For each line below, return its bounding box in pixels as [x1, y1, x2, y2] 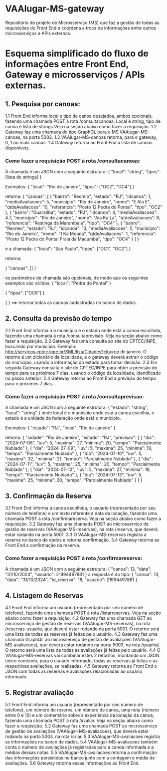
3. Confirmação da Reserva [5, 491, 92, 500]
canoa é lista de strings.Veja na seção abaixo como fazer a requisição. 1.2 [5, 123, 157, 129]
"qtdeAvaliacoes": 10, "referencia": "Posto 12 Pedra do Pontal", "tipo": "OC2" [5, 204, 163, 210]
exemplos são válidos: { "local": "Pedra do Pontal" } [5, 280, 111, 286]
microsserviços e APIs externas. [5, 30, 71, 36]
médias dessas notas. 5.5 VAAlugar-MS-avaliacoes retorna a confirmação [5, 749, 157, 755]
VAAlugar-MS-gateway [5, 3, 105, 15]
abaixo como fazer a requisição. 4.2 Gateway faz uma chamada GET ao [5, 615, 152, 621]
